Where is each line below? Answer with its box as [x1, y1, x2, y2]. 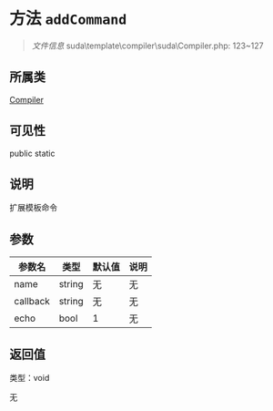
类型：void [9, 373, 50, 383]
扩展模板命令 [9, 202, 57, 213]
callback [14, 295, 50, 308]
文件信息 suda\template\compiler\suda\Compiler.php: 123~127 [31, 40, 264, 51]
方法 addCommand [9, 8, 127, 29]
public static [9, 148, 56, 159]
